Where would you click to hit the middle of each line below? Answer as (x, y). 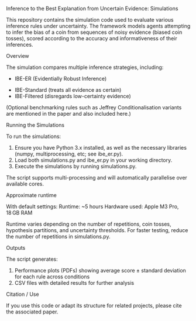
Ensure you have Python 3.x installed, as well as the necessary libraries (101, 148)
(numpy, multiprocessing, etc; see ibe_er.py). (69, 154)
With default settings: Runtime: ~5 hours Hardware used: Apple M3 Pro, (92, 206)
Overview (18, 56)
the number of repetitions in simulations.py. (58, 237)
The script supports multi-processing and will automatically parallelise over (97, 177)
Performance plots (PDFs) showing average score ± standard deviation (100, 270)
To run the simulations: (34, 136)
